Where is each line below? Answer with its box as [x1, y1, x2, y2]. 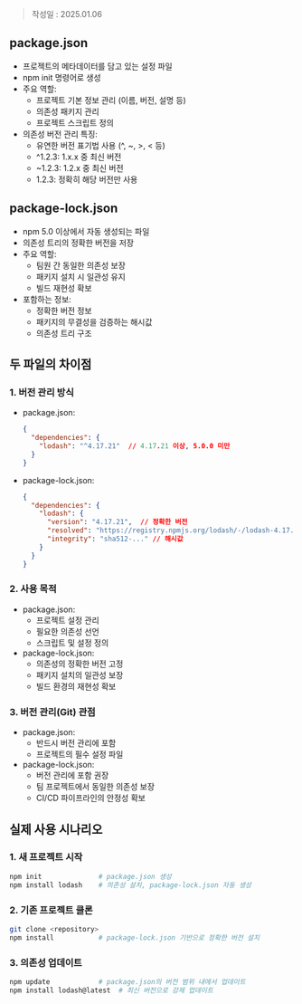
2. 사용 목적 [9, 583, 57, 596]
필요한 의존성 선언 [35, 626, 99, 636]
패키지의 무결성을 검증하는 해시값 [35, 316, 153, 327]
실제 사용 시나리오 [9, 821, 103, 837]
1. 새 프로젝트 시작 [9, 851, 83, 864]
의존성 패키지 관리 [35, 106, 99, 117]
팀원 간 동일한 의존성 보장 [35, 260, 127, 271]
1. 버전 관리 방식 [9, 386, 74, 398]
